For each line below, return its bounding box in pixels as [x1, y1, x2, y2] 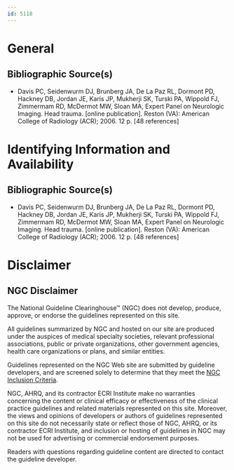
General [7, 40, 55, 56]
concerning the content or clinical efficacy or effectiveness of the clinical [7, 396, 219, 405]
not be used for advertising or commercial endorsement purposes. [7, 434, 200, 442]
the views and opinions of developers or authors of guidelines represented [7, 411, 223, 419]
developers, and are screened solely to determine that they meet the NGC [7, 368, 221, 376]
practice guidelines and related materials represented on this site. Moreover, [7, 404, 228, 412]
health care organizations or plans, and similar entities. [7, 347, 165, 355]
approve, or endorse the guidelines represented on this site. [7, 311, 180, 319]
